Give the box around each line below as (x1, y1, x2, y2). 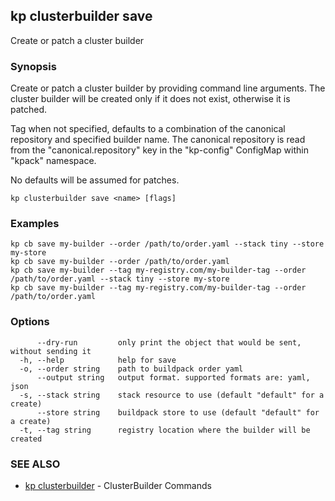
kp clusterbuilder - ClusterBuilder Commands (24, 480, 212, 491)
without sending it (10, 346, 92, 356)
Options (10, 315, 50, 329)
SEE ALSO (10, 457, 61, 471)
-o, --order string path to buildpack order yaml (19, 364, 244, 374)
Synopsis (10, 59, 57, 73)
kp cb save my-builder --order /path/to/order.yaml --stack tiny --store (10, 239, 325, 249)
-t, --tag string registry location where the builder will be (19, 425, 311, 435)
